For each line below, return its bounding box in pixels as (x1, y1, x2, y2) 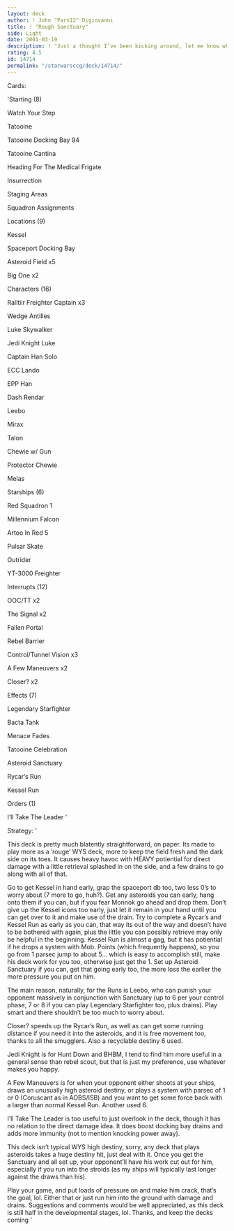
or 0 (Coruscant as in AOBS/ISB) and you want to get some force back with (7, 1093, 223, 1102)
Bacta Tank (7, 718, 40, 726)
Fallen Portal (7, 623, 43, 631)
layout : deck (7, 10, 45, 17)
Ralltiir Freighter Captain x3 (7, 298, 86, 306)
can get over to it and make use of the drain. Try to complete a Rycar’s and (7, 913, 221, 921)
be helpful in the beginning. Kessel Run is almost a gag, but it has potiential (7, 935, 223, 944)
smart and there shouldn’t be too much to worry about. (7, 1008, 165, 1016)
